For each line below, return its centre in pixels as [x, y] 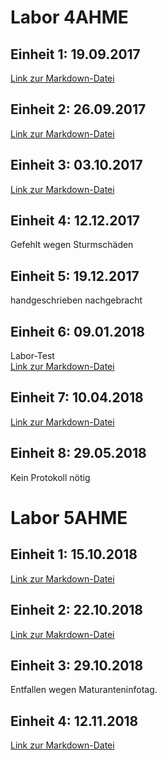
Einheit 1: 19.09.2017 [75, 54]
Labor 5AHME [69, 517]
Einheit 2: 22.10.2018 [76, 610]
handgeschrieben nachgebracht [76, 300]
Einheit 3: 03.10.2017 [76, 165]
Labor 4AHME [69, 17]
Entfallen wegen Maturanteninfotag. [84, 690]
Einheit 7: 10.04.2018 [77, 397]
